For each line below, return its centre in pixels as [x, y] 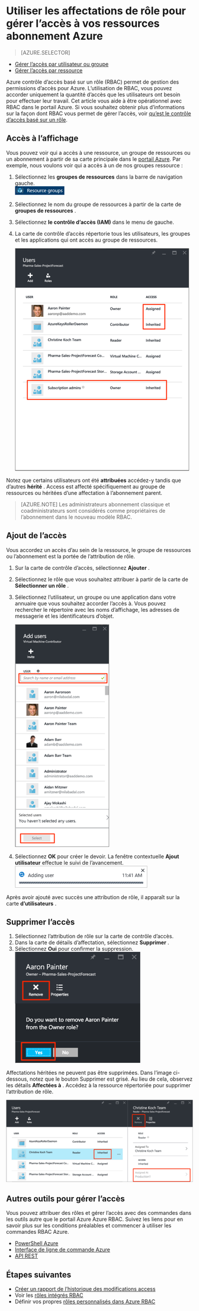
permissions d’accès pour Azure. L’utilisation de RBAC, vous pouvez [89, 88]
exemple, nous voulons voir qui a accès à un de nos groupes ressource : [94, 165]
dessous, [17, 1079]
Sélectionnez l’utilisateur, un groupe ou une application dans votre [95, 597]
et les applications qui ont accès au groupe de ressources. [86, 240]
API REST [26, 1256]
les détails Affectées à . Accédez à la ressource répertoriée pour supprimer [99, 1085]
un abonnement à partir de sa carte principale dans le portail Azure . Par [94, 159]
